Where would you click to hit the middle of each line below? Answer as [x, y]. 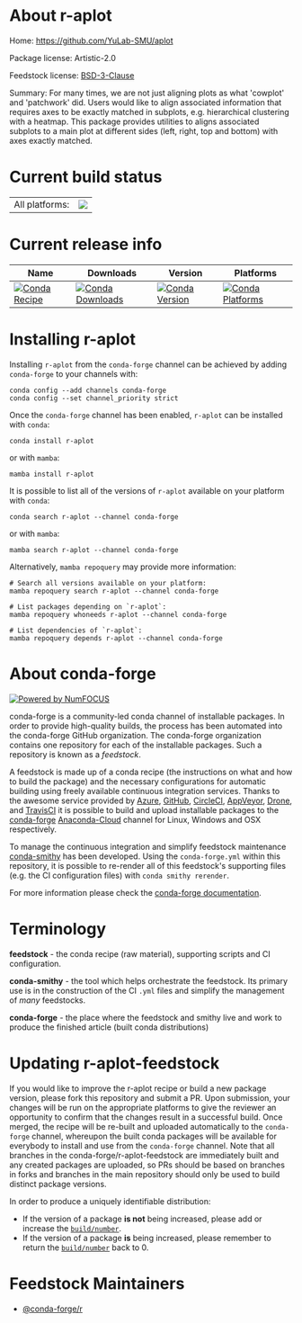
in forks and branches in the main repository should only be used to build [145, 1174]
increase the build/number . [72, 1228]
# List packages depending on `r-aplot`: [88, 607]
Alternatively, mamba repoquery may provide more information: [123, 567]
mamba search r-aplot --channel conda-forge [94, 550]
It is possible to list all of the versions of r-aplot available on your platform [147, 490]
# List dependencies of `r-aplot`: [76, 630]
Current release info [86, 245]
